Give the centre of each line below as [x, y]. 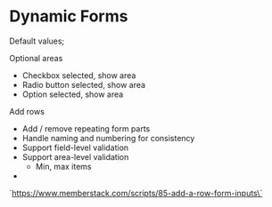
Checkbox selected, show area [79, 75]
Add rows [27, 111]
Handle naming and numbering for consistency [108, 138]
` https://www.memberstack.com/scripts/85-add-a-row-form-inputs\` [136, 193]
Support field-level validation [75, 147]
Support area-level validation [75, 156]
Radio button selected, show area [83, 84]
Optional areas [36, 58]
